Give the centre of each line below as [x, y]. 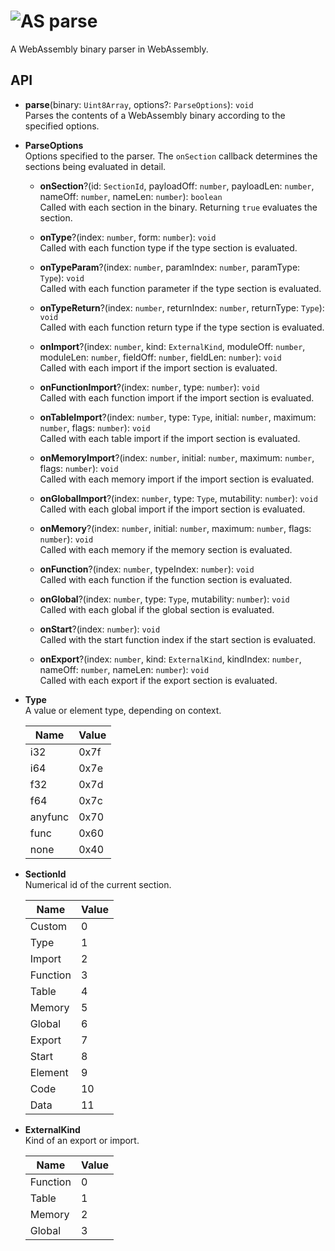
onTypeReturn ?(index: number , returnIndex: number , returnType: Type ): [182, 307]
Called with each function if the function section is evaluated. [166, 579]
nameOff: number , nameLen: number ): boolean [131, 196]
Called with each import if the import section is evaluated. [158, 367]
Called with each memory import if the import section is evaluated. [177, 479]
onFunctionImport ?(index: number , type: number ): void [149, 387]
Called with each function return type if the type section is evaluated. [182, 327]
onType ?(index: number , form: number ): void [128, 237]
